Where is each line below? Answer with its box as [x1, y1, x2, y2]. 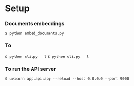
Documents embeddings [5, 20, 65, 27]
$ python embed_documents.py [5, 31, 64, 36]
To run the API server [5, 65, 56, 72]
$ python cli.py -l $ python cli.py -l [5, 54, 89, 59]
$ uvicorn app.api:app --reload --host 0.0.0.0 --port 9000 [5, 76, 130, 81]
